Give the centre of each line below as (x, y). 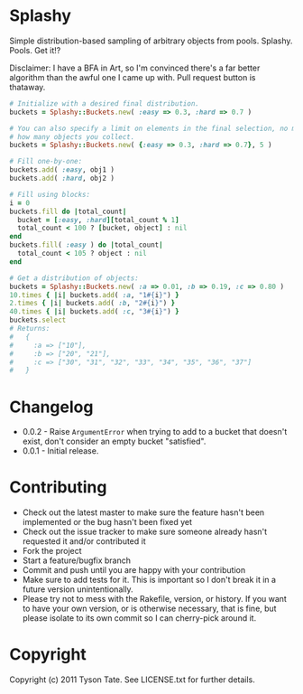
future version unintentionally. (78, 589)
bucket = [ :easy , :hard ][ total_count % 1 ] (98, 220)
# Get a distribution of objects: (74, 278)
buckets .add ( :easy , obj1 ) (62, 170)
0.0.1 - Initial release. (60, 451)
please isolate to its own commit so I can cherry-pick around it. (139, 618)
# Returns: (30, 329)
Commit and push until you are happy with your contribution (134, 570)
